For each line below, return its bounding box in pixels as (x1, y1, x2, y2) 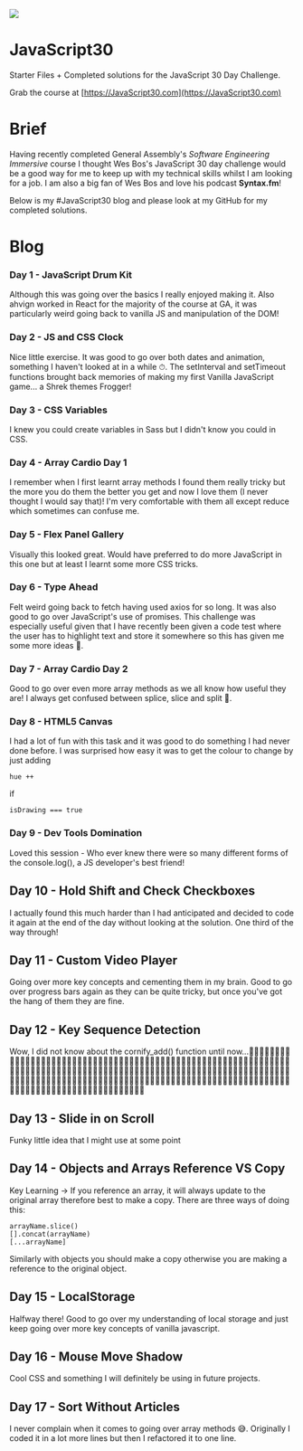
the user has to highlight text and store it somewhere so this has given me (9, 630, 285, 641)
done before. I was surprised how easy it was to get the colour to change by (9, 745, 294, 756)
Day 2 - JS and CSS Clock (9, 331, 124, 344)
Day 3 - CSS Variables (9, 403, 109, 416)
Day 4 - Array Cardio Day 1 (9, 456, 128, 469)
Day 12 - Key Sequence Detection (9, 1022, 202, 1038)
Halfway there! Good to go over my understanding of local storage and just (9, 1313, 289, 1324)
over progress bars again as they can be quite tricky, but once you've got (9, 986, 283, 997)
